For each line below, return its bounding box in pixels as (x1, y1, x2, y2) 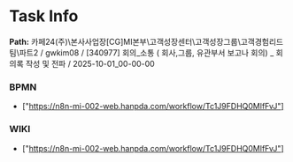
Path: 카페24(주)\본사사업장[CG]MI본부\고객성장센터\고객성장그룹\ (9, 36, 241, 47)
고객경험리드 (240, 36, 284, 47)
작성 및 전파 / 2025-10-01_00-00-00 (25, 58, 155, 69)
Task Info (9, 6, 79, 26)
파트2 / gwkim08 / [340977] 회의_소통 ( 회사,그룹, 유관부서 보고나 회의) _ (19, 47, 274, 58)
